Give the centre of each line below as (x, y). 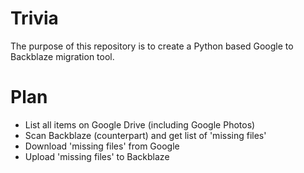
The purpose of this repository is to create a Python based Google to (152, 46)
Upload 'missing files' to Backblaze (97, 156)
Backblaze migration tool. (62, 56)
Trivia (34, 18)
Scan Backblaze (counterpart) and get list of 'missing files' (145, 135)
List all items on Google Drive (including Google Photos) (140, 124)
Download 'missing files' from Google (102, 146)
